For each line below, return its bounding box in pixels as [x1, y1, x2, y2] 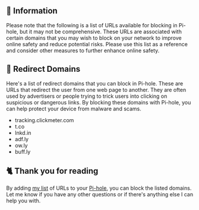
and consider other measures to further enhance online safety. [6, 47, 160, 54]
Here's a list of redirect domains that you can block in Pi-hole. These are [6, 79, 184, 87]
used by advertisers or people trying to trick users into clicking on [6, 93, 168, 100]
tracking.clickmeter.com [14, 116, 74, 123]
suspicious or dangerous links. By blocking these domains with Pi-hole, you [6, 98, 191, 106]
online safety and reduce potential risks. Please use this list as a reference [6, 40, 188, 47]
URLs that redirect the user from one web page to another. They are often [6, 86, 187, 93]
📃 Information [6, 6, 58, 16]
